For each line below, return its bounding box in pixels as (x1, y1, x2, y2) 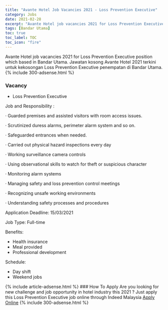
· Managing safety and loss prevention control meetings (5, 180, 120, 186)
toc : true (5, 30, 26, 35)
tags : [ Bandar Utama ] (5, 26, 50, 31)
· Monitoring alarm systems (5, 171, 61, 177)
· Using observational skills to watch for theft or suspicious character (5, 161, 147, 167)
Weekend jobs (12, 274, 42, 280)
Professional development (12, 249, 66, 255)
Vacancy (5, 82, 27, 89)
